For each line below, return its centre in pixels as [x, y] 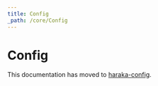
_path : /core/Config [38, 20]
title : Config [28, 14]
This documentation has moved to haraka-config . [80, 75]
